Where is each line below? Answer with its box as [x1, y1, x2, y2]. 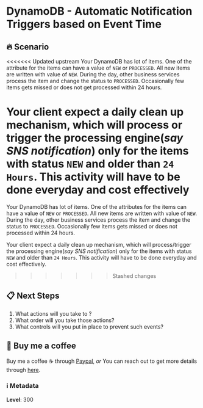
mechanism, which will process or [6, 118, 183, 132]
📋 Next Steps [6, 291, 60, 301]
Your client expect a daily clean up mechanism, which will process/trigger [6, 241, 191, 248]
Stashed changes [112, 272, 157, 279]
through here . [6, 366, 41, 373]
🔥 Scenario [6, 42, 49, 52]
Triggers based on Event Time [6, 17, 162, 31]
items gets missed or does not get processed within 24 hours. [6, 84, 162, 91]
